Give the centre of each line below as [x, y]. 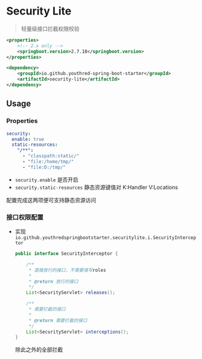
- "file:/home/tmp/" [48, 162]
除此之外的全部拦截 [39, 350]
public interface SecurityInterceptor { [66, 254]
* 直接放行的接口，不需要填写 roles [68, 270]
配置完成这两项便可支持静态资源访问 [51, 200]
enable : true [28, 139]
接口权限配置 [25, 217]
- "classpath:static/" [51, 156]
